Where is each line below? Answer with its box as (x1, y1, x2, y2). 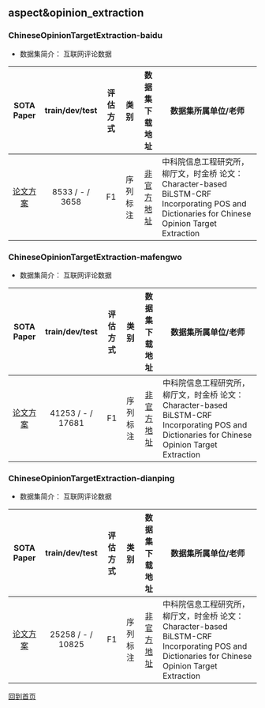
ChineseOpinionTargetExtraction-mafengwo (8, 251, 183, 262)
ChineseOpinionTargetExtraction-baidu (8, 30, 163, 41)
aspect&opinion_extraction (8, 6, 144, 20)
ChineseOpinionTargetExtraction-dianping (8, 473, 175, 484)
